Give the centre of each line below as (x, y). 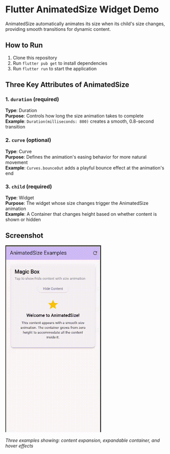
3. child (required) (29, 186)
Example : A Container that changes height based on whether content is (81, 214)
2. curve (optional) (28, 140)
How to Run (24, 45)
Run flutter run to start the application (55, 68)
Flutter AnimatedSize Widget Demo (82, 10)
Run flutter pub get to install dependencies (60, 63)
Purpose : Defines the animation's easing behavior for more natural (76, 157)
